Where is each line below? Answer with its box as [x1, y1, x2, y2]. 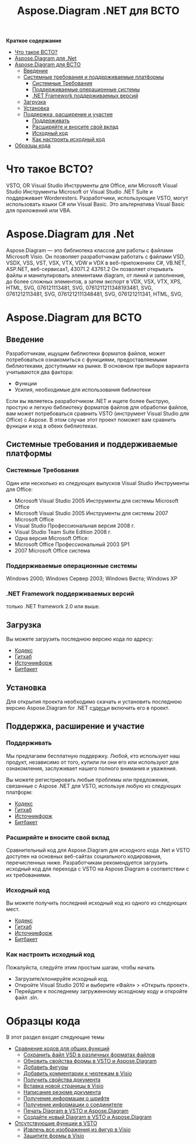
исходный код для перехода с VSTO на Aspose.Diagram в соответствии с [6, 865, 190, 872]
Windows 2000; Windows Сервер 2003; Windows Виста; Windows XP [6, 575, 178, 582]
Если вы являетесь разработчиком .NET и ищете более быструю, [6, 398, 170, 405]
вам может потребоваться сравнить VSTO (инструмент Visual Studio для [6, 410, 189, 417]
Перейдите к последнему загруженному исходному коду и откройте [14, 987, 188, 995]
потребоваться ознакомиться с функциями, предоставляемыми [6, 356, 167, 363]
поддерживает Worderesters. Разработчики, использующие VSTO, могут [6, 195, 188, 202]
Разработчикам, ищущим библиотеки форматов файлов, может [6, 350, 166, 357]
